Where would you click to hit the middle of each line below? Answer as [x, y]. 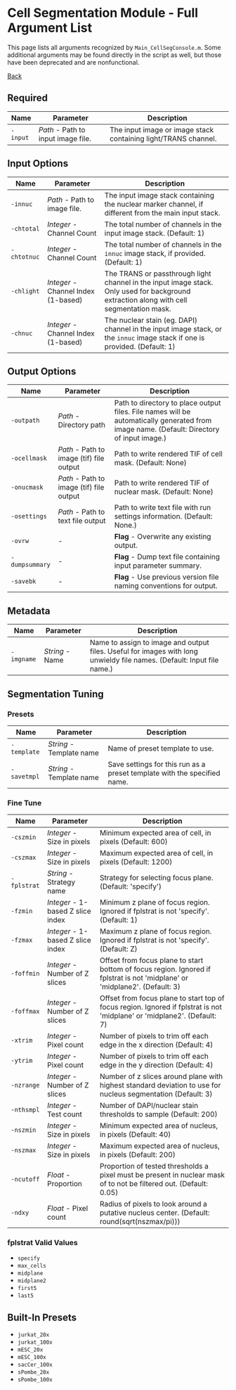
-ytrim [22, 1061]
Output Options [42, 371]
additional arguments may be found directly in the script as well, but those [114, 55]
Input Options [38, 164]
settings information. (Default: [163, 516]
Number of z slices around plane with [161, 1076]
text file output [82, 521]
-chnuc [22, 333]
